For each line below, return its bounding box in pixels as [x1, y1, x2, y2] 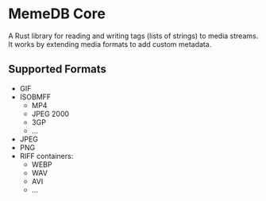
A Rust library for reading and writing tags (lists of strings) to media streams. [8, 31, 259, 41]
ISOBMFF [19, 92, 52, 102]
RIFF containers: [19, 151, 74, 160]
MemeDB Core [8, 5, 106, 23]
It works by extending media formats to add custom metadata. [8, 39, 212, 48]
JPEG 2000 [31, 109, 70, 118]
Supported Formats [8, 63, 107, 76]
